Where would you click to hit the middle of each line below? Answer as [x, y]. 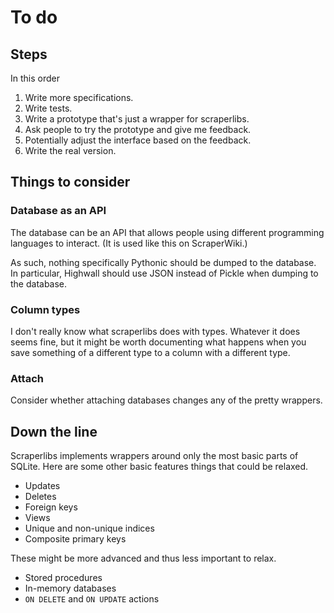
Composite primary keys [75, 539]
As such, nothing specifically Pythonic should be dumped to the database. [163, 262]
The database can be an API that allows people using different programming [167, 232]
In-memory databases [70, 588]
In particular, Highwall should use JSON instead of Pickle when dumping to [164, 273]
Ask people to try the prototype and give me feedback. [138, 129]
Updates [42, 486]
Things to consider [70, 182]
